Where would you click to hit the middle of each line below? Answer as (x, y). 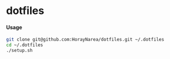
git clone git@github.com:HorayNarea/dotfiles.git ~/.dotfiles (85, 40)
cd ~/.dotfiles (25, 45)
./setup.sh (19, 51)
